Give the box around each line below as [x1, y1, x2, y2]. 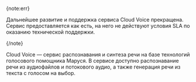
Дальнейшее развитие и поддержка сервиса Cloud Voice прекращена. [6, 16, 184, 23]
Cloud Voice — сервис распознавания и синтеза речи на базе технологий [6, 51, 190, 58]
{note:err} [6, 5, 30, 12]
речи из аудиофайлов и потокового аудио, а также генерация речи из [6, 63, 181, 70]
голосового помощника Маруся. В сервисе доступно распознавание [6, 58, 180, 64]
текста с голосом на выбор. [6, 70, 76, 76]
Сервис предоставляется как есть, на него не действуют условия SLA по [6, 23, 190, 29]
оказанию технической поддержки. [6, 28, 95, 35]
